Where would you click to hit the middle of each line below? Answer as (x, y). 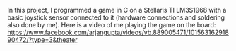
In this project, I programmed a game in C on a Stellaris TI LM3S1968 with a (117, 10)
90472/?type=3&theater (42, 40)
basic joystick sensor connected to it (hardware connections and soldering (116, 17)
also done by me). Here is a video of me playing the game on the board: (112, 25)
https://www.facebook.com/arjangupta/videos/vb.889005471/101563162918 (118, 32)
